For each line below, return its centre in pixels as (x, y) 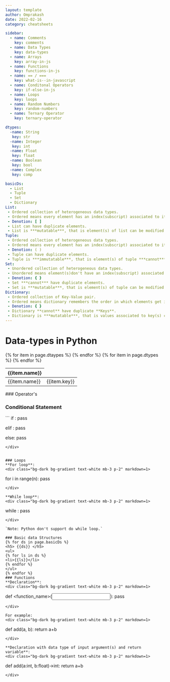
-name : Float (24, 151)
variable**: (18, 652)
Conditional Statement (34, 407)
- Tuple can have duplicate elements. (48, 254)
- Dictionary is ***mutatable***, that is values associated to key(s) (84, 316)
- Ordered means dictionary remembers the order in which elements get (84, 302)
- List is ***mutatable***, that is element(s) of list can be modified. (87, 231)
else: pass (16, 438)
